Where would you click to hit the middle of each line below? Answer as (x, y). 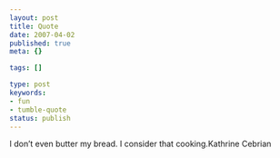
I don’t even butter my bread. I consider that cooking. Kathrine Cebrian (140, 144)
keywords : (28, 93)
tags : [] (26, 68)
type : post (30, 84)
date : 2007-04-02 (42, 35)
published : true (40, 43)
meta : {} (26, 52)
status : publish (40, 118)
